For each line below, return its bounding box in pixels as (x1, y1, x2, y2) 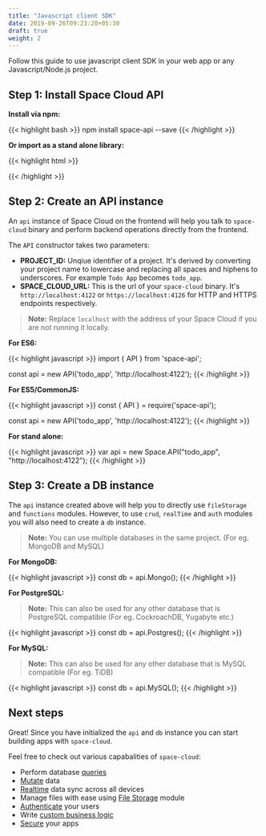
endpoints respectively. (19, 298, 98, 308)
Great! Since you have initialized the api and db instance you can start (8, 728, 239, 737)
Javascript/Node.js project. (8, 65, 99, 75)
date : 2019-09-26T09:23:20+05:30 (8, 19, 120, 27)
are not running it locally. (27, 322, 111, 332)
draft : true (8, 27, 48, 35)
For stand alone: (8, 431, 64, 441)
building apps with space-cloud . (8, 736, 113, 745)
